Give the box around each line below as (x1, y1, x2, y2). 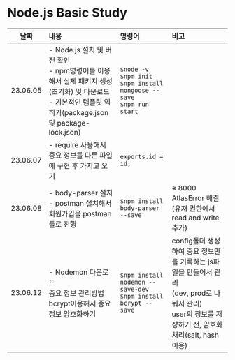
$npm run (120, 100, 149, 108)
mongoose (120, 86, 149, 94)
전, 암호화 (192, 320, 223, 329)
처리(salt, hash (171, 330, 219, 340)
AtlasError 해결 (171, 193, 220, 203)
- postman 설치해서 (48, 198, 112, 208)
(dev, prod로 (171, 288, 213, 298)
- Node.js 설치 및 (48, 45, 104, 54)
